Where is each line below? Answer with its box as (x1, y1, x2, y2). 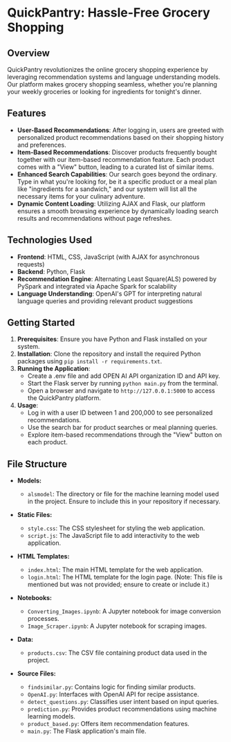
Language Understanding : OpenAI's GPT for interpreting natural (17, 289, 202, 298)
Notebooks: (17, 594, 53, 602)
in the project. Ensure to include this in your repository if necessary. (27, 497, 221, 506)
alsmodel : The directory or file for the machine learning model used (27, 490, 219, 498)
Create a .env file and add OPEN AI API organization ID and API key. (27, 372, 221, 380)
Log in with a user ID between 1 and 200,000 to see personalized (27, 408, 213, 417)
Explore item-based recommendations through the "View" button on (27, 431, 223, 439)
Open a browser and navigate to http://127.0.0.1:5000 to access (27, 386, 216, 395)
